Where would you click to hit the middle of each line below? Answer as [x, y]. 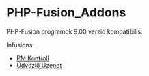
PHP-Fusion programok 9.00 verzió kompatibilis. [74, 31]
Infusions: [21, 45]
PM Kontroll [32, 58]
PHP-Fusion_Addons [66, 13]
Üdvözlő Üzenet [39, 65]
